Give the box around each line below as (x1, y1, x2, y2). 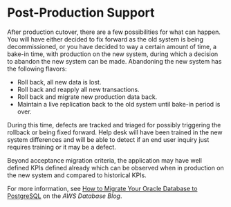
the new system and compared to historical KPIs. (7, 171, 147, 179)
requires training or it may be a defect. (7, 143, 116, 151)
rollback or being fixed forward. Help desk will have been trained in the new (7, 128, 223, 136)
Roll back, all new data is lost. (17, 78, 102, 86)
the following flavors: (7, 64, 67, 73)
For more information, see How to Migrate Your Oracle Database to (7, 184, 198, 192)
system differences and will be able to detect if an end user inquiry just (7, 135, 210, 143)
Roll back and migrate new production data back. (17, 92, 158, 101)
